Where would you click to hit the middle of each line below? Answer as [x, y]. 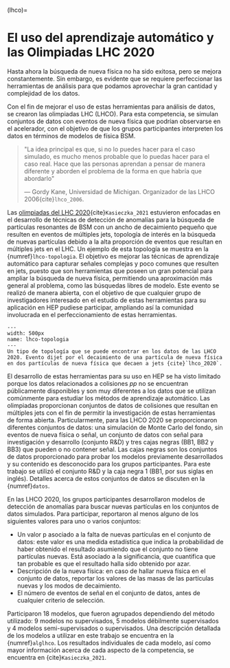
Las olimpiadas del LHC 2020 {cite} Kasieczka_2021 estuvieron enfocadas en [114, 212]
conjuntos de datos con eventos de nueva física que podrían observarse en [114, 121]
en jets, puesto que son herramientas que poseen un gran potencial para [110, 270]
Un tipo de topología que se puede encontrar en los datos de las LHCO [112, 351]
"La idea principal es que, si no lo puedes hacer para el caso [110, 149]
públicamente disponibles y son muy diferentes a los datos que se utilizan [112, 391]
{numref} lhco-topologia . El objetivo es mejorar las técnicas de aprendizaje [113, 256]
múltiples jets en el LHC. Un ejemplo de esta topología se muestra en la [108, 249]
